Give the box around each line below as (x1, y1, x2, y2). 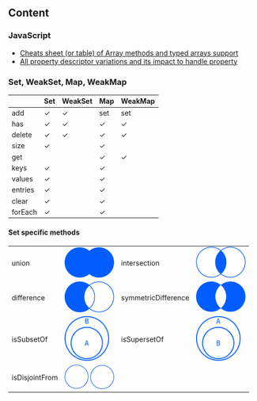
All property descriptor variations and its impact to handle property (19, 56, 238, 66)
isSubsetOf (11, 334, 48, 344)
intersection (121, 258, 160, 268)
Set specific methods (8, 227, 81, 237)
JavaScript (8, 30, 51, 41)
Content (8, 6, 50, 20)
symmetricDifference (121, 292, 190, 302)
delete (11, 130, 32, 139)
